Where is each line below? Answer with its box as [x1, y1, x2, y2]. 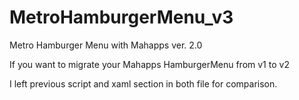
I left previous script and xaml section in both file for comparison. [9, 77, 278, 90]
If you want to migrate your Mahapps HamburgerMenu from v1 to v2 [9, 58, 290, 70]
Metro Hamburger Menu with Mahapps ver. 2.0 [9, 39, 203, 51]
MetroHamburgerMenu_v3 [9, 6, 234, 29]
